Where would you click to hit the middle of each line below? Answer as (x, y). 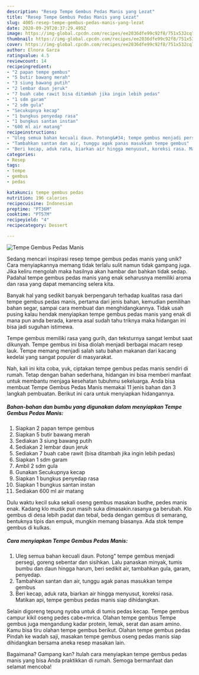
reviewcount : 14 (27, 61)
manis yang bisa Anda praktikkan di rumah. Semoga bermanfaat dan (90, 660)
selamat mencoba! (29, 666)
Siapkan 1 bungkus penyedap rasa (57, 478)
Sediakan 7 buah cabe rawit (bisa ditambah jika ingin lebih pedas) (95, 453)
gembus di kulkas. (29, 527)
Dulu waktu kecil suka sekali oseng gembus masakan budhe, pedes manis (97, 502)
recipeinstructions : (32, 133)
